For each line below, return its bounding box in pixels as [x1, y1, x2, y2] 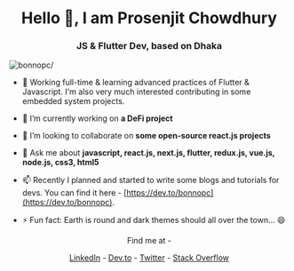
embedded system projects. [21, 96, 125, 107]
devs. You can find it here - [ [21, 187, 127, 198]
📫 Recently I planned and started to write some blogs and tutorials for [21, 175, 280, 186]
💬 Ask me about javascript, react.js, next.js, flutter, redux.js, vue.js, [21, 147, 275, 158]
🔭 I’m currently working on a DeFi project [21, 113, 173, 124]
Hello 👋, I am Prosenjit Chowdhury [20, 8, 278, 28]
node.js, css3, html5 [21, 157, 99, 168]
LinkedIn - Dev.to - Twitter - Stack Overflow [69, 252, 229, 263]
